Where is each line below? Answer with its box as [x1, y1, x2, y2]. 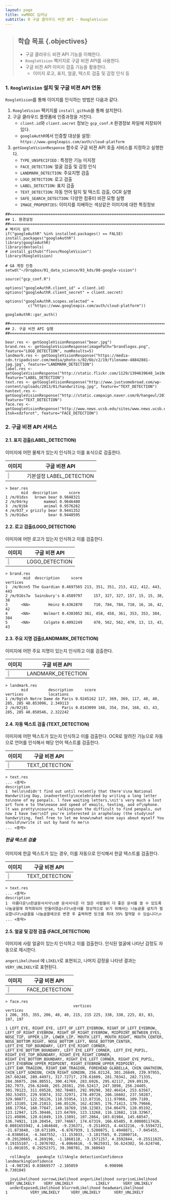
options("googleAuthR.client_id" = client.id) [5, 286, 105, 291]
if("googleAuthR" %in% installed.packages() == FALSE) [5, 231, 123, 236]
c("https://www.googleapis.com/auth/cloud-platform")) [27, 303, 146, 308]
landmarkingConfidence [5, 1159, 53, 1164]
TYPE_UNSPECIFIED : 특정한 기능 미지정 [20, 157, 96, 163]
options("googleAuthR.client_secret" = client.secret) [5, 290, 123, 295]
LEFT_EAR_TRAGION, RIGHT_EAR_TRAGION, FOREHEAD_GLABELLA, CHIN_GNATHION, [5, 1066, 164, 1071]
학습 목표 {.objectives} [17, 37, 88, 46]
